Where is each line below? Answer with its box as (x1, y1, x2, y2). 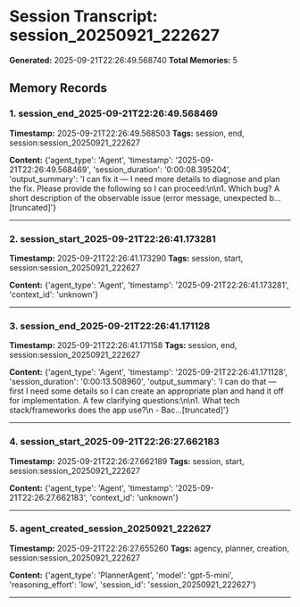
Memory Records (9, 80, 107, 96)
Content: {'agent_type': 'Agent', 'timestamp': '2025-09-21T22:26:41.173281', (9, 279, 289, 290)
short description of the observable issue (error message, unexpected (9, 192, 268, 203)
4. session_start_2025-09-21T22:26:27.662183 (9, 436, 221, 448)
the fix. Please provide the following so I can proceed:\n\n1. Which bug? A (9, 183, 280, 194)
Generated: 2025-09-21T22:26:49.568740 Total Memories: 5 (9, 54, 238, 65)
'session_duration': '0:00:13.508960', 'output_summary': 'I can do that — (9, 377, 277, 387)
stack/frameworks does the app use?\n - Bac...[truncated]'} (9, 404, 229, 416)
